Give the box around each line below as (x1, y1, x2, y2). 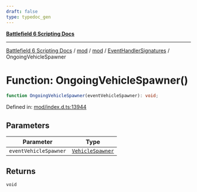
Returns (6, 166, 36, 176)
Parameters (6, 121, 50, 131)
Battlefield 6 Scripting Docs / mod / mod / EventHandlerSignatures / (6, 47, 170, 54)
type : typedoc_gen (6, 14, 51, 20)
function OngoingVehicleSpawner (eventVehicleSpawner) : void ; (6, 93, 159, 99)
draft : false (6, 8, 38, 15)
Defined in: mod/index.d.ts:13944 (6, 104, 87, 111)
